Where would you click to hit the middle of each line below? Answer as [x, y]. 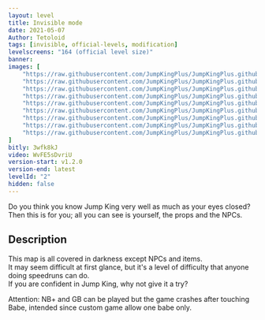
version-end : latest [42, 169]
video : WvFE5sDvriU [40, 154]
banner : [21, 60]
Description [37, 240]
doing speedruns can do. [49, 275]
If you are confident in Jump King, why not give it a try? [98, 284]
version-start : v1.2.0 [45, 162]
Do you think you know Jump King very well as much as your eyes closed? [129, 207]
